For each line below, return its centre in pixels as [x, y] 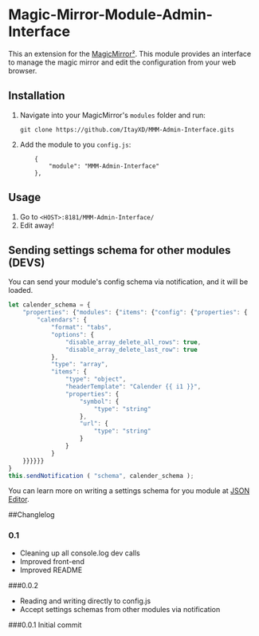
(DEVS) [27, 262]
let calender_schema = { [49, 305]
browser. [23, 70]
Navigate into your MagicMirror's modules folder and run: [112, 115]
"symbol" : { [99, 401]
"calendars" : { [62, 320]
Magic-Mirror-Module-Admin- [111, 15]
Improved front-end [52, 561]
